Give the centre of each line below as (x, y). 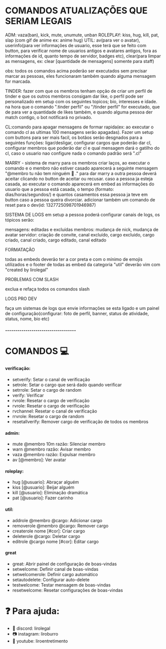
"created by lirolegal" (27, 270)
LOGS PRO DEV (21, 298)
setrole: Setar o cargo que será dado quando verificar (67, 385)
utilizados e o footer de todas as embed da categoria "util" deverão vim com (83, 264)
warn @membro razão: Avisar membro (52, 449)
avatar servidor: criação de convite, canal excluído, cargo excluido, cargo (80, 235)
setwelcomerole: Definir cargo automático (55, 574)
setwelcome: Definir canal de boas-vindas (55, 569)
